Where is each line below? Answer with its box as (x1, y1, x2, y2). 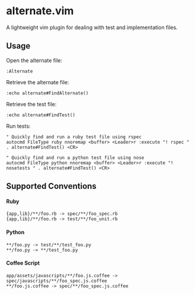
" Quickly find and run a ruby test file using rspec (6, 134, 142, 140)
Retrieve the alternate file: (6, 78, 69, 85)
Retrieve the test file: (6, 100, 57, 107)
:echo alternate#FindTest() (6, 112, 76, 118)
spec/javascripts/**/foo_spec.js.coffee (6, 278, 108, 284)
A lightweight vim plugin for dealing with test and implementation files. (6, 24, 178, 31)
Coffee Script (6, 259, 40, 267)
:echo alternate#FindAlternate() (6, 90, 89, 96)
